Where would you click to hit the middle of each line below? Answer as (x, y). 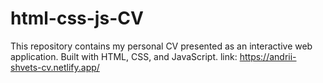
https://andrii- (268, 56)
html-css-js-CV (77, 18)
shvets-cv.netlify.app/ (55, 67)
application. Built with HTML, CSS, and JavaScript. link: (124, 56)
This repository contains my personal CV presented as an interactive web (161, 46)
